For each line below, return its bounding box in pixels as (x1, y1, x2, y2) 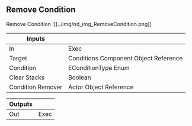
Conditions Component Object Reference (68, 54, 183, 62)
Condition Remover (9, 83, 63, 91)
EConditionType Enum (68, 63, 130, 72)
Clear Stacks (9, 73, 45, 82)
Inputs (26, 34, 46, 43)
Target (9, 54, 28, 62)
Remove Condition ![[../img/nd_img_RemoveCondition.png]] (6, 20, 152, 27)
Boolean (68, 73, 92, 82)
